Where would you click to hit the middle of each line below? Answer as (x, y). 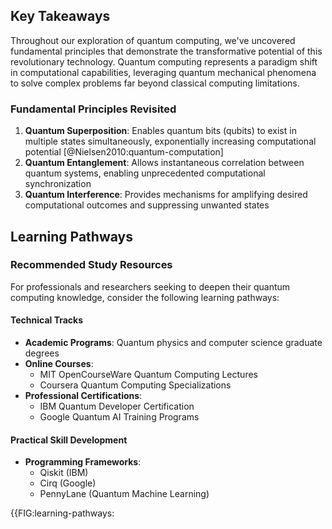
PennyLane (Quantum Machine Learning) (124, 494)
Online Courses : (59, 363)
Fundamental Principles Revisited (93, 109)
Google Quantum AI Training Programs (119, 417)
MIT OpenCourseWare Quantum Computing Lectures (148, 374)
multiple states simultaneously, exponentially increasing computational (170, 141)
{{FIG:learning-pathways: (62, 513)
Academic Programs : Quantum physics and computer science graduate (173, 342)
